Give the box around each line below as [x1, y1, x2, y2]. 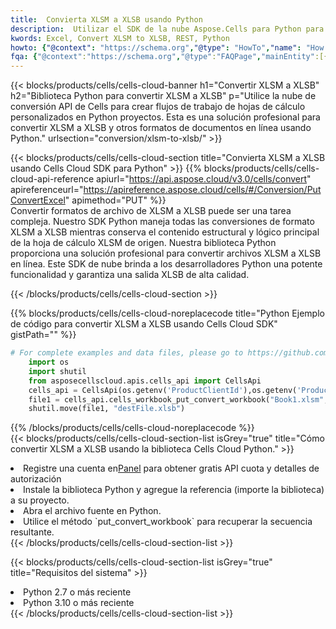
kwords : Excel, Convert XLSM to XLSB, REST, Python [10, 33, 230, 43]
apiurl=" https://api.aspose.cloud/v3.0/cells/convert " [96, 173, 312, 185]
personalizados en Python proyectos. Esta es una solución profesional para [10, 111, 321, 123]
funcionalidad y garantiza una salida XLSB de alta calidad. [10, 269, 250, 281]
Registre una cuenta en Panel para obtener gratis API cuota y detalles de [23, 462, 320, 475]
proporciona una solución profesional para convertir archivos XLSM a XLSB [10, 247, 322, 260]
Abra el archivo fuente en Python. [23, 505, 162, 517]
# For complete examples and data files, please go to [10, 348, 244, 358]
